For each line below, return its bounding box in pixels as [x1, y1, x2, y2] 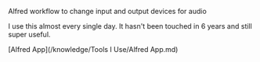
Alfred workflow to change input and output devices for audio [8, 7, 208, 15]
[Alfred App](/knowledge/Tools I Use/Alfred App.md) [8, 45, 179, 53]
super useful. [8, 30, 51, 39]
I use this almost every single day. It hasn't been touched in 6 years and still [8, 22, 252, 30]
